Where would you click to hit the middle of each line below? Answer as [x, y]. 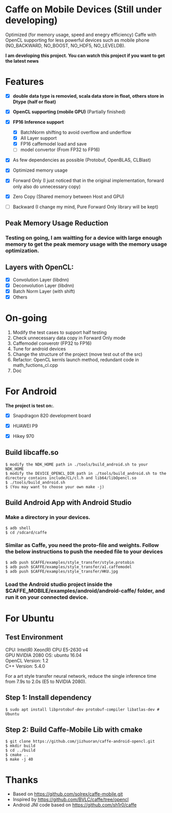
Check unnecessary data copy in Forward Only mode [69, 338]
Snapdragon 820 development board [52, 415]
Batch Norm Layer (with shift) [44, 291]
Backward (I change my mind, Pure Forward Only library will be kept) [85, 207]
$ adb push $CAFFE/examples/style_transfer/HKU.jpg [62, 571]
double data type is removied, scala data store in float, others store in [88, 96]
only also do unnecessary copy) [47, 187]
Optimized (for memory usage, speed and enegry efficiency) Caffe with [81, 34]
